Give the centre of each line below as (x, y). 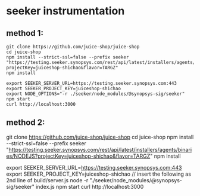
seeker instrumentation (65, 11)
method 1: (25, 33)
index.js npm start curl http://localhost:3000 (90, 186)
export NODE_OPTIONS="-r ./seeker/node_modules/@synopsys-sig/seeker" (96, 94)
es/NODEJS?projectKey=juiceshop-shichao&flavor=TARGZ (78, 156)
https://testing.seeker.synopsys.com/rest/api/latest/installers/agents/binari (100, 149)
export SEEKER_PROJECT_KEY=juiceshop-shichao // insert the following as (99, 174)
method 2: (26, 123)
